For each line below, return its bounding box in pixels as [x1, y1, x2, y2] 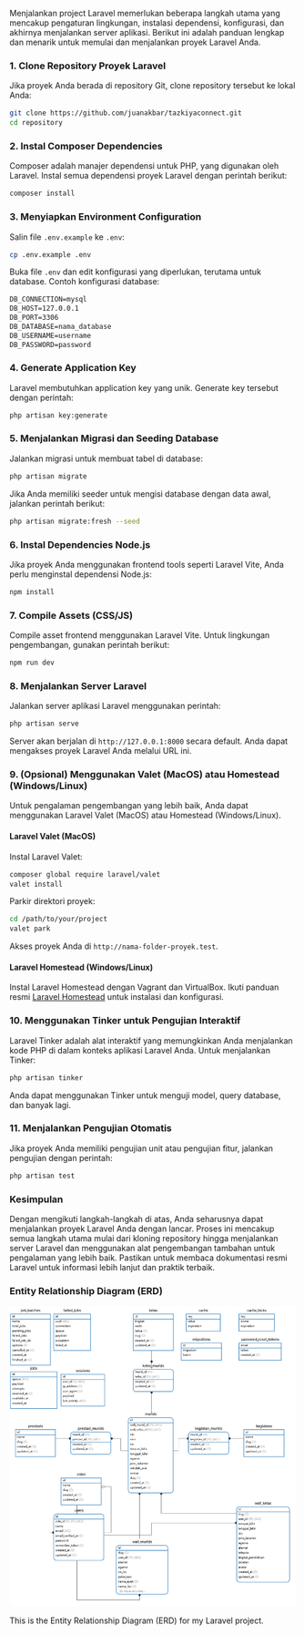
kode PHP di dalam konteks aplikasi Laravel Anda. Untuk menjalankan [9, 1044, 271, 1055]
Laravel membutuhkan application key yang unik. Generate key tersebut [9, 382, 279, 393]
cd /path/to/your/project [9, 915, 107, 924]
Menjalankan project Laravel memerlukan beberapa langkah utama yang [9, 8, 280, 18]
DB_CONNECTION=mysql [9, 295, 88, 304]
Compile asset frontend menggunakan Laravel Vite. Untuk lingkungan [9, 630, 270, 641]
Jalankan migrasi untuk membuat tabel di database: [9, 453, 203, 464]
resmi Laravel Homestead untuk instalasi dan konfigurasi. [9, 992, 225, 1003]
